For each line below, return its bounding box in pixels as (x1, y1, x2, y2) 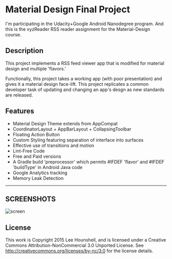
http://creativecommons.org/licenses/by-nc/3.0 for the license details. (5, 248, 154, 254)
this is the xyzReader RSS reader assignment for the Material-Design (5, 26, 150, 32)
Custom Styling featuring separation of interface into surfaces (12, 137, 144, 143)
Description (5, 46, 44, 55)
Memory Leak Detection (12, 175, 64, 181)
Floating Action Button (12, 131, 60, 137)
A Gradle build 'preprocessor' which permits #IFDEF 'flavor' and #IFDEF (12, 158, 165, 165)
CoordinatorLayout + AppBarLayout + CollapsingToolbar (12, 126, 132, 132)
